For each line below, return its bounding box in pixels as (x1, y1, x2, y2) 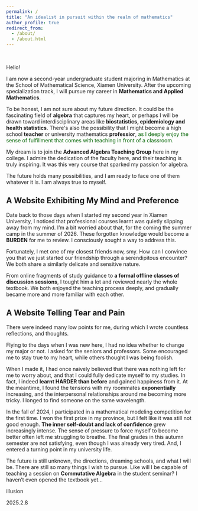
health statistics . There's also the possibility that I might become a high (6, 125, 181, 131)
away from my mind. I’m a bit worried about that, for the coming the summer (6, 224, 192, 231)
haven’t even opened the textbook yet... (6, 476, 103, 483)
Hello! (6, 64, 21, 71)
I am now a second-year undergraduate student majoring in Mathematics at (6, 75, 190, 82)
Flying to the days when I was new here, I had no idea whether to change (6, 341, 184, 349)
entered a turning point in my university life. (6, 445, 112, 453)
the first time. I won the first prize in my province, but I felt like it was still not (6, 414, 192, 421)
